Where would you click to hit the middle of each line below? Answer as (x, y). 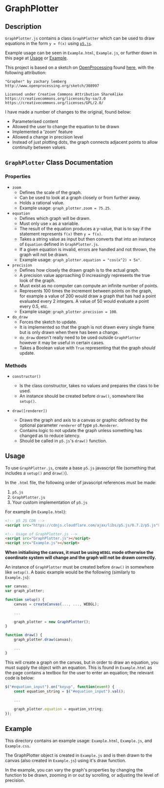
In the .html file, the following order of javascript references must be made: (81, 482)
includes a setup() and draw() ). (37, 473)
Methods (16, 365)
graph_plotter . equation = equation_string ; (59, 709)
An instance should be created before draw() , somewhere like (82, 396)
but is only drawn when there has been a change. (69, 332)
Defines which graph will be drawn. (55, 218)
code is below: (20, 678)
